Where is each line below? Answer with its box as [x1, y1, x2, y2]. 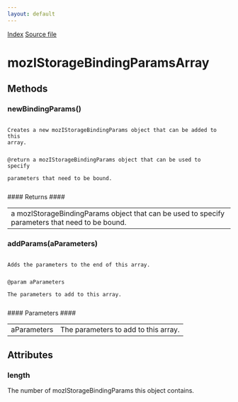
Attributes [7, 349, 53, 361]
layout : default [7, 10, 55, 18]
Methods [7, 83, 48, 95]
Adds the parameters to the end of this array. [7, 261, 151, 268]
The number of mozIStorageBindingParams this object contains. [7, 386, 195, 395]
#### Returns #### [7, 193, 65, 201]
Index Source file [7, 30, 57, 38]
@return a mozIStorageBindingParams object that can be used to [7, 157, 201, 164]
